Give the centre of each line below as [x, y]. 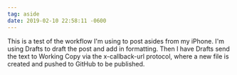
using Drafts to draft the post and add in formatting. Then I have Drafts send [118, 49]
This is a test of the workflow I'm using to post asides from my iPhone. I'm [116, 41]
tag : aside [23, 14]
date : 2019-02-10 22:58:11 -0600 [57, 21]
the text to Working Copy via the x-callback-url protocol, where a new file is [118, 56]
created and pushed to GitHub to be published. [76, 64]
